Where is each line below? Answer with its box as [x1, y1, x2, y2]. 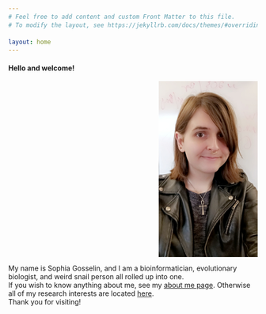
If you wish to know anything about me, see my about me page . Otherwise [8, 281, 251, 289]
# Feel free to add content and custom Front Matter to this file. [8, 13, 236, 21]
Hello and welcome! [8, 63, 75, 73]
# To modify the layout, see [8, 21, 104, 29]
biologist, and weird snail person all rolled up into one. [8, 272, 184, 281]
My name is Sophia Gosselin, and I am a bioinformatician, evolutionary [8, 263, 237, 273]
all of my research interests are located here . [8, 289, 154, 298]
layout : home [8, 38, 51, 46]
